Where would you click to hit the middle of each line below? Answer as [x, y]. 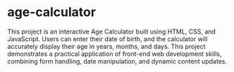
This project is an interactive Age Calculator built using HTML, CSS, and [112, 31]
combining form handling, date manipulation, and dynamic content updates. [117, 61]
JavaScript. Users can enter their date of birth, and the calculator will [107, 38]
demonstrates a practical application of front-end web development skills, [115, 54]
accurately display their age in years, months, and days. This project [106, 46]
